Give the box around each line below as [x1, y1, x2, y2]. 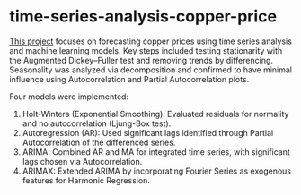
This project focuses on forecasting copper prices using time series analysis [9, 36, 292, 47]
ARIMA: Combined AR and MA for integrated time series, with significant [22, 146, 290, 157]
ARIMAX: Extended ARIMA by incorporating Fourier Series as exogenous [22, 165, 292, 176]
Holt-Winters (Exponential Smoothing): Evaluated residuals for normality [22, 108, 289, 119]
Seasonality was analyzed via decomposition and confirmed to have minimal [9, 64, 292, 75]
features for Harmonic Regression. [22, 174, 151, 185]
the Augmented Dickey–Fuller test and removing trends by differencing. [9, 55, 274, 65]
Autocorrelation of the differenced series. [22, 137, 176, 148]
